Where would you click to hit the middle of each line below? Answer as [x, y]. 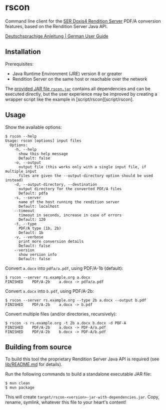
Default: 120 [32, 219]
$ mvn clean [17, 383]
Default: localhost [38, 206]
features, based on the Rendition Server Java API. [56, 26]
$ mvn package [20, 388]
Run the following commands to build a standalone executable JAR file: [78, 374]
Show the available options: [33, 127]
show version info [37, 254]
